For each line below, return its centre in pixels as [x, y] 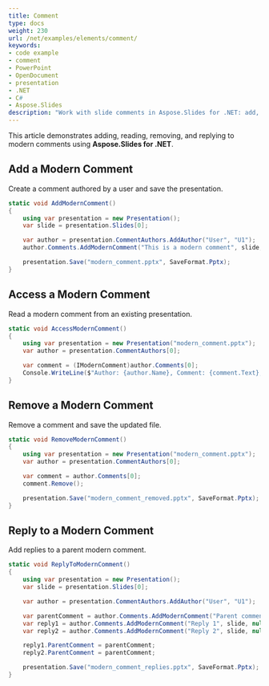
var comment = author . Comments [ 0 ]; [82, 477]
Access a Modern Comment [79, 295]
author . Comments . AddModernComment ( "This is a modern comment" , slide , [143, 248]
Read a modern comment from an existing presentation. [100, 314]
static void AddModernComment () [62, 203]
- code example [34, 53]
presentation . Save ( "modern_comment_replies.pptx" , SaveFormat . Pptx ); [141, 668]
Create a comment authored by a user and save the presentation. [116, 189]
